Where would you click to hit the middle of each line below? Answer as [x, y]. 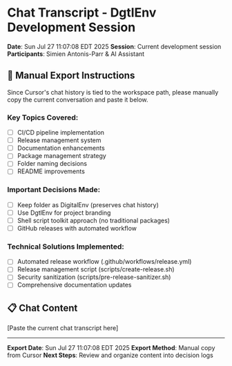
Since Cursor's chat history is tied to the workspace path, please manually [113, 92]
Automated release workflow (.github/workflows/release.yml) [104, 262]
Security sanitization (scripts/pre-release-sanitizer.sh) [94, 277]
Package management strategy [62, 156]
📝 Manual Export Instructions [71, 76]
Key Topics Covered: [43, 117]
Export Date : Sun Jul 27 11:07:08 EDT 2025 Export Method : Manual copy [111, 348]
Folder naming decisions [52, 164]
